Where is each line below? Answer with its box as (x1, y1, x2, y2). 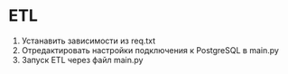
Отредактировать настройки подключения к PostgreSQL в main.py (21, 44, 279, 55)
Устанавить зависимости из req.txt (21, 35, 156, 46)
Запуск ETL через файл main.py (21, 54, 144, 65)
